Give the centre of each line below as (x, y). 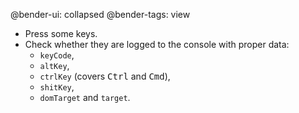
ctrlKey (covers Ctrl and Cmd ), (105, 76)
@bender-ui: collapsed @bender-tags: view (100, 14)
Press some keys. (61, 33)
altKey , (54, 65)
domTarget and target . (85, 97)
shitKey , (57, 87)
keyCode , (57, 55)
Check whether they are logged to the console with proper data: (157, 44)
